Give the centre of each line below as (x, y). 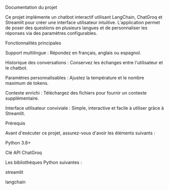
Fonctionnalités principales (33, 43)
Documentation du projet (31, 7)
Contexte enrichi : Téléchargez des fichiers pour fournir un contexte (76, 93)
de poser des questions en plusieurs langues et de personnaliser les (76, 28)
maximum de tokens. (27, 83)
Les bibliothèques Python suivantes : (44, 162)
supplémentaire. (22, 98)
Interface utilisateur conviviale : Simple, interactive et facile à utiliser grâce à (85, 108)
